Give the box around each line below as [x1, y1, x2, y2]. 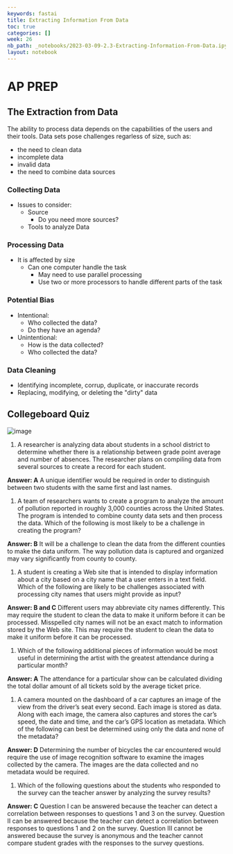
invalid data [17, 160, 51, 169]
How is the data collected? [27, 341, 104, 349]
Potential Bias [7, 296, 55, 305]
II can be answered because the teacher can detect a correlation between [7, 817, 218, 825]
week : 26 [7, 36, 33, 43]
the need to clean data [17, 145, 82, 153]
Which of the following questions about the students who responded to [17, 781, 221, 789]
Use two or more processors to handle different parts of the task [37, 278, 223, 287]
